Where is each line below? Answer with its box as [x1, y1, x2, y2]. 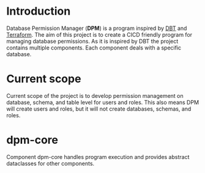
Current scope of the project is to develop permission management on [6, 92, 184, 99]
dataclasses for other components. [6, 160, 95, 167]
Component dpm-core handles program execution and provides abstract [6, 153, 190, 160]
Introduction [6, 4, 71, 18]
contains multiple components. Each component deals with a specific [6, 44, 182, 51]
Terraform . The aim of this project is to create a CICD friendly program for [6, 31, 193, 38]
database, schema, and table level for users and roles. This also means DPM [6, 98, 199, 106]
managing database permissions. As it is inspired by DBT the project [6, 37, 179, 45]
